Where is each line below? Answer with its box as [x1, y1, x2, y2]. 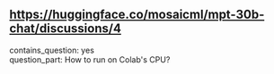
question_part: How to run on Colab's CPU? [9, 53, 171, 65]
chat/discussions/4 [9, 21, 121, 37]
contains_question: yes [9, 45, 94, 55]
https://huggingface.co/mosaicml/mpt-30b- [9, 7, 265, 22]
